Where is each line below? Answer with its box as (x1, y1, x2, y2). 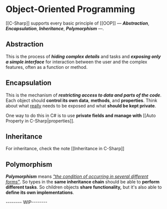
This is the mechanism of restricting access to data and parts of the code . (5, 92, 162, 98)
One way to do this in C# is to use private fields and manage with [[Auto (5, 112, 156, 119)
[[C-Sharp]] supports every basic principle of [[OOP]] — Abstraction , (5, 20, 149, 26)
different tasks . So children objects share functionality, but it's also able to (5, 184, 162, 190)
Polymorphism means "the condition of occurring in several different (5, 173, 148, 179)
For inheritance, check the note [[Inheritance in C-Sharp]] (5, 146, 124, 152)
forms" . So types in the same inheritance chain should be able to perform (5, 179, 159, 185)
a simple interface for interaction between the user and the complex (5, 59, 147, 65)
